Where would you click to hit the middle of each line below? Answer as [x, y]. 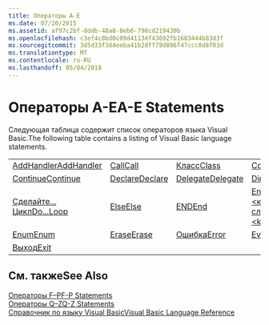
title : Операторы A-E [44, 16]
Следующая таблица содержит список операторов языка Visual [118, 130]
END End [192, 207]
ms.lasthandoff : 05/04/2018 [55, 68]
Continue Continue [47, 179]
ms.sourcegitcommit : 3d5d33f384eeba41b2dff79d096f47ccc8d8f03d [116, 46]
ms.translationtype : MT [48, 53]
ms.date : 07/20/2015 [43, 23]
